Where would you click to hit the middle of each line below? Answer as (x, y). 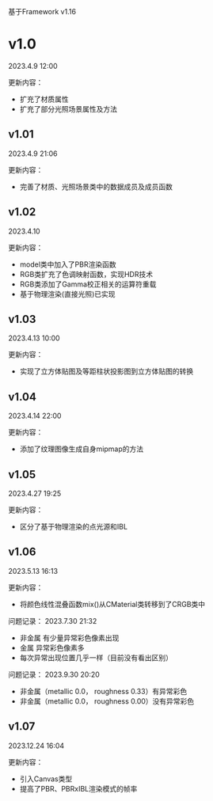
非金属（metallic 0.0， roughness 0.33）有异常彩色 (103, 691)
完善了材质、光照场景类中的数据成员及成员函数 (96, 186)
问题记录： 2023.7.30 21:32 (53, 621)
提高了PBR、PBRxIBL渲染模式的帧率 (78, 788)
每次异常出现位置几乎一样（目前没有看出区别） (96, 657)
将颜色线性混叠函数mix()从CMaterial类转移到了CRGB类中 (112, 604)
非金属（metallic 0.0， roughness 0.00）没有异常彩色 (107, 701)
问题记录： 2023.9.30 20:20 (54, 674)
